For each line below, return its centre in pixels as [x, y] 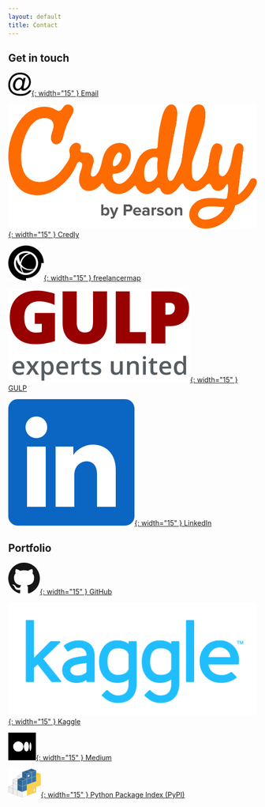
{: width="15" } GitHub [76, 592]
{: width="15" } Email [65, 93]
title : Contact [33, 25]
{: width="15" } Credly [44, 235]
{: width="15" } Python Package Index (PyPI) [113, 794]
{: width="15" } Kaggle [45, 721]
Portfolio [30, 548]
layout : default [35, 17]
